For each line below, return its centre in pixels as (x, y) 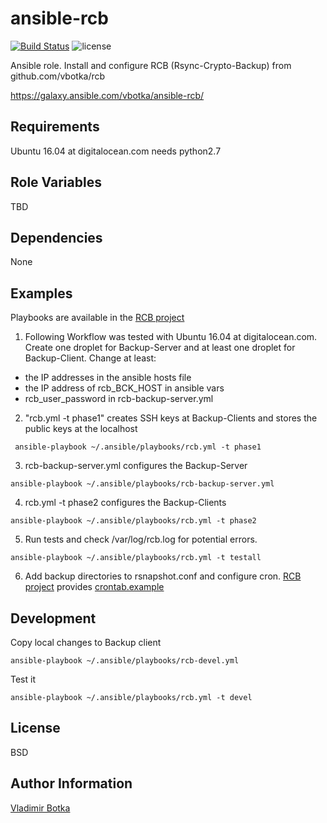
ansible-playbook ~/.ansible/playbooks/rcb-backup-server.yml (142, 484)
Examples (41, 293)
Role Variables (56, 182)
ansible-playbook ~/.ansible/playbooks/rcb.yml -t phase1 (138, 447)
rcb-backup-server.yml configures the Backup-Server (136, 466)
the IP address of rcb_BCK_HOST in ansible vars (124, 388)
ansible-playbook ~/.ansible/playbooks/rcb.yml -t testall (136, 558)
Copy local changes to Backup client (86, 642)
